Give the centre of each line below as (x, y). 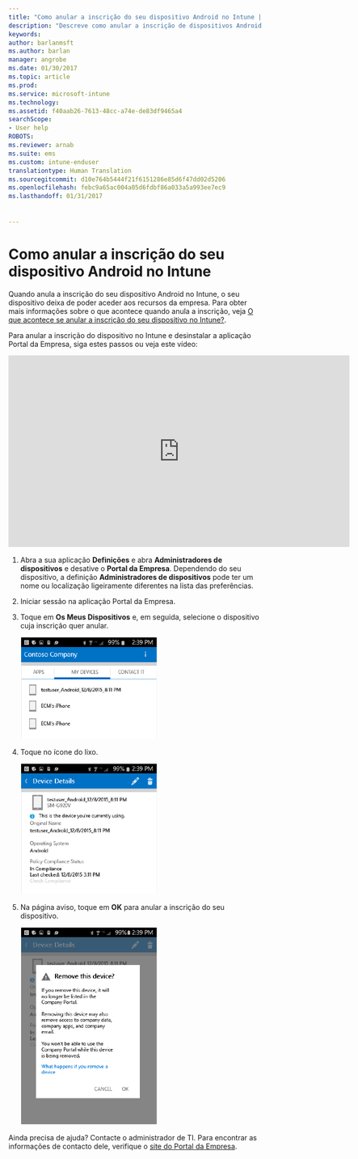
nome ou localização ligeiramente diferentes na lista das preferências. (137, 586)
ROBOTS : (21, 137)
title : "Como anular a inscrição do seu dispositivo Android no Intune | (135, 17)
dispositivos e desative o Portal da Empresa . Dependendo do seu (131, 568)
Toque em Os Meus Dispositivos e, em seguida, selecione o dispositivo (140, 617)
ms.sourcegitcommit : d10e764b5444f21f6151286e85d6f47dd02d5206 (117, 179)
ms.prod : (23, 85)
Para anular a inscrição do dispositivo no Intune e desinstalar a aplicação (130, 335)
